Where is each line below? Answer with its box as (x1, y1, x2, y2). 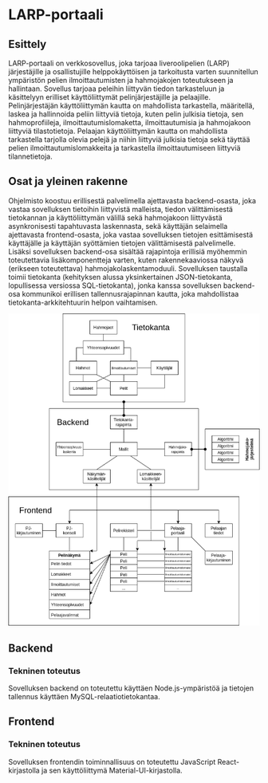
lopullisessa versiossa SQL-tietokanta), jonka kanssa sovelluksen (8, 281, 222, 290)
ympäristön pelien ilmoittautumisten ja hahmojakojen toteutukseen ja (8, 76, 234, 85)
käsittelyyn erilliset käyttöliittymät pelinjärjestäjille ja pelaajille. (8, 92, 211, 101)
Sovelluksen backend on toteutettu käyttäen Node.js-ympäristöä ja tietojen (8, 683, 254, 693)
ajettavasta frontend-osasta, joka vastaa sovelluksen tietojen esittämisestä (8, 230, 254, 239)
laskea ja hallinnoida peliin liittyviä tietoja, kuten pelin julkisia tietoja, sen (8, 109, 244, 119)
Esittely (8, 37, 47, 51)
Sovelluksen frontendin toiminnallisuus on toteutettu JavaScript (8, 757, 216, 766)
